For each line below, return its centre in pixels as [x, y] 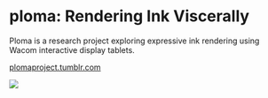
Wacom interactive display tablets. [72, 49]
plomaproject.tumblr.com [55, 67]
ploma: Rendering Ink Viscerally [130, 16]
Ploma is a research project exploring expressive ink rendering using [134, 41]
